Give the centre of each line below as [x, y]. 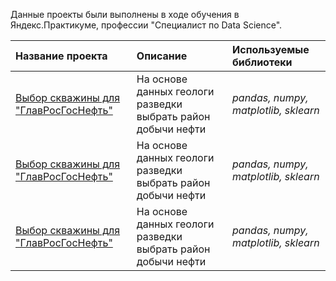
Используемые [271, 49]
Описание [162, 56]
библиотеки [262, 62]
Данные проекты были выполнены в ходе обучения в [125, 14]
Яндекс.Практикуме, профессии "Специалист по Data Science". [146, 25]
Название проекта [61, 56]
